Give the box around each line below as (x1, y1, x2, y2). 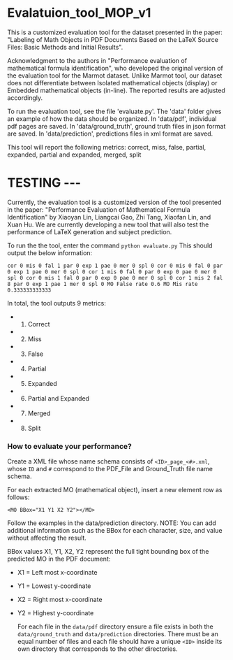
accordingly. (7, 93, 43, 102)
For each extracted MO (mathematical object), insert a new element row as (7, 486, 223, 494)
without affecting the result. (7, 533, 87, 543)
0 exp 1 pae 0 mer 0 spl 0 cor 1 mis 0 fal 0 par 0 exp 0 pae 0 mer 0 (7, 268, 217, 275)
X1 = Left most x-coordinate (17, 568, 98, 577)
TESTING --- (7, 175, 82, 191)
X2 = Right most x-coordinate (17, 596, 103, 604)
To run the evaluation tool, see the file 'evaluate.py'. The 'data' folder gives (7, 107, 222, 115)
